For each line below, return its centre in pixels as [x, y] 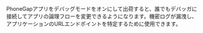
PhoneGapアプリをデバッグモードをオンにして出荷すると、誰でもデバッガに [102, 9]
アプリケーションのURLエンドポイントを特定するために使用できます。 [94, 24]
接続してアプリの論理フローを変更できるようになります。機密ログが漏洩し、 [102, 16]
